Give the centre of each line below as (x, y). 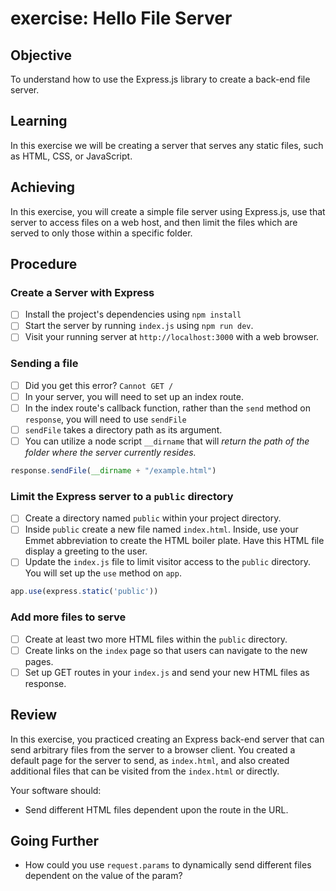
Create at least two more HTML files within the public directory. (156, 639)
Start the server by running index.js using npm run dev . (139, 326)
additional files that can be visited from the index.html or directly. (145, 771)
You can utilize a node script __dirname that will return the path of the (167, 441)
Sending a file (44, 364)
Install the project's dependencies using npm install (133, 314)
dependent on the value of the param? (103, 876)
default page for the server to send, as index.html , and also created (150, 760)
